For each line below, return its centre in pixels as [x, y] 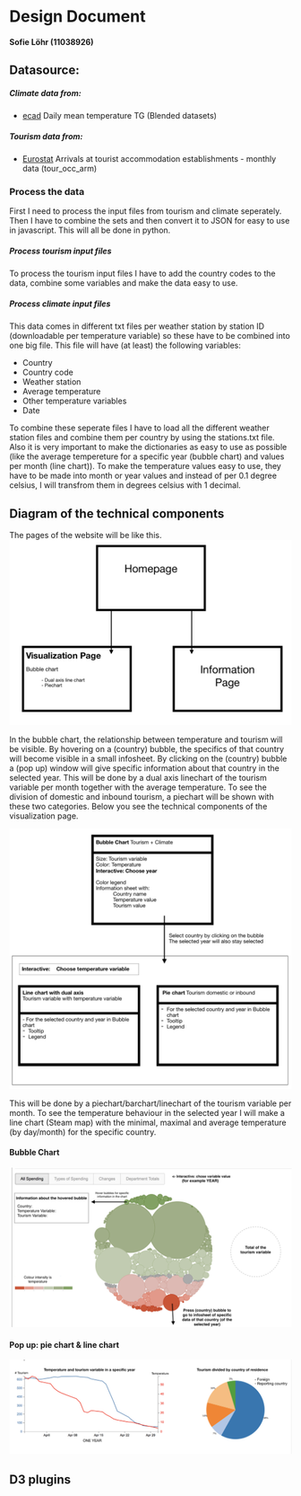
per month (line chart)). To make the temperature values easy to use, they [146, 466]
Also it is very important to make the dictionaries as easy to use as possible [148, 447]
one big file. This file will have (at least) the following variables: [125, 345]
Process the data [47, 192]
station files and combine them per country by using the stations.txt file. [142, 438]
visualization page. [44, 816]
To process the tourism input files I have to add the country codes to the [142, 274]
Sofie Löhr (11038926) [52, 41]
